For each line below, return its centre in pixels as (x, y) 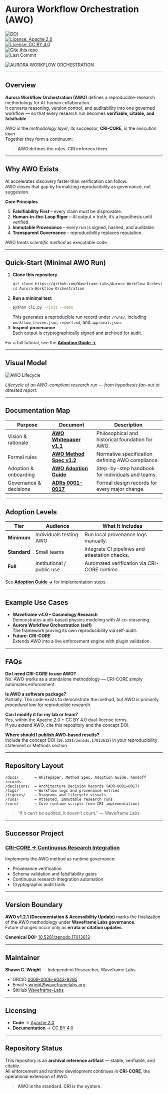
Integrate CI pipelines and (114, 549)
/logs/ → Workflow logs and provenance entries (62, 790)
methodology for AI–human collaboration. (48, 102)
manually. (96, 541)
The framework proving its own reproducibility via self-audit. (75, 630)
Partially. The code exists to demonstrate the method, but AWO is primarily (82, 700)
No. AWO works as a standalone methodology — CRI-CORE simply (74, 679)
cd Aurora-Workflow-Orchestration (48, 289)
